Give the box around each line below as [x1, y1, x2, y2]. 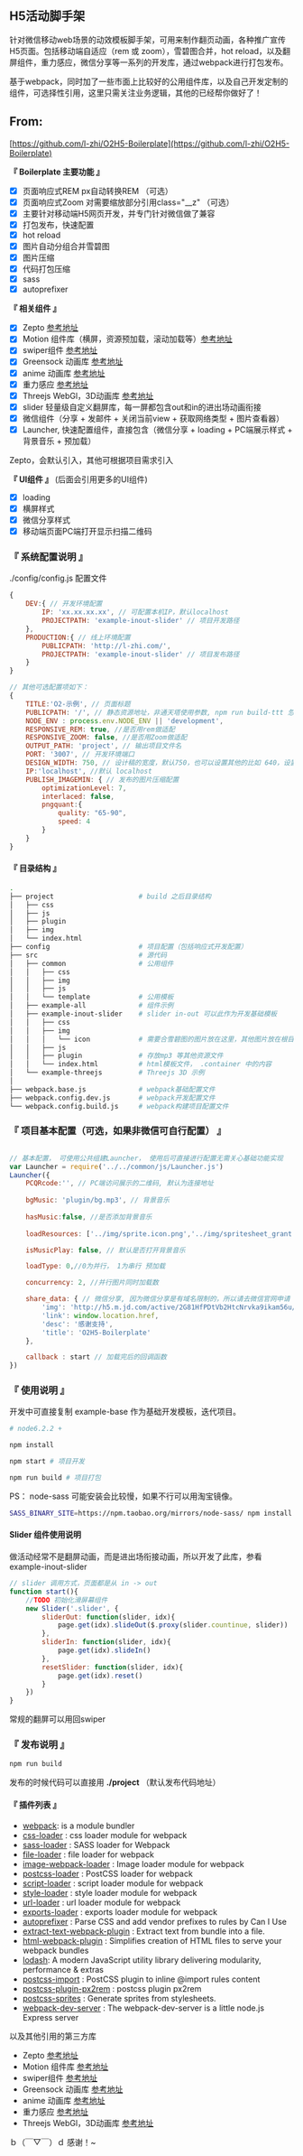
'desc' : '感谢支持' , [41, 1319, 114, 1329]
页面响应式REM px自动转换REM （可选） [22, 185, 173, 196]
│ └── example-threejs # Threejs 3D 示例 [9, 1068, 205, 1077]
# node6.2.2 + [9, 1425, 63, 1434]
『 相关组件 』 [9, 303, 61, 314]
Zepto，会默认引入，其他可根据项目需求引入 [9, 454, 174, 465]
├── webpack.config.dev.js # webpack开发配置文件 [9, 1093, 216, 1102]
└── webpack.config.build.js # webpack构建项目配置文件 [9, 1101, 229, 1111]
